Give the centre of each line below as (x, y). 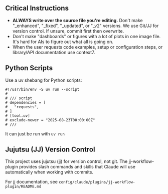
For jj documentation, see (31, 182)
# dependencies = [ (26, 102)
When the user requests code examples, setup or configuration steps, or (88, 47)
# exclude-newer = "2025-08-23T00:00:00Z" (50, 120)
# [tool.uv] (18, 116)
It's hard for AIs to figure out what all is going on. (63, 42)
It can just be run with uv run (35, 134)
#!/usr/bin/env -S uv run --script (42, 89)
